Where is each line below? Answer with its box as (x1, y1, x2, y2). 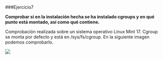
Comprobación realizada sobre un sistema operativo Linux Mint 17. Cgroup (5, 29, 158, 34)
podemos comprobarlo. (5, 39, 54, 45)
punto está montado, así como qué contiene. (5, 19, 100, 25)
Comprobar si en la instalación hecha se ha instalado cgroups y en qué (5, 14, 155, 19)
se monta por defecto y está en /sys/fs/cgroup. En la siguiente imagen (5, 34, 150, 40)
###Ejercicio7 (5, 4, 34, 10)
